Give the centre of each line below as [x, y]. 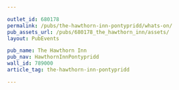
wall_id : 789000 [30, 63]
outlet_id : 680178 [33, 19]
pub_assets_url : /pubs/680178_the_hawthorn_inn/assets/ [88, 32]
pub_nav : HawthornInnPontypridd [53, 57]
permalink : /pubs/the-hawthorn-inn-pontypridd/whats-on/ [90, 26]
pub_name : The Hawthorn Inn [47, 51]
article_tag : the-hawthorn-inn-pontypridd [68, 70]
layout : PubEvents [33, 38]
